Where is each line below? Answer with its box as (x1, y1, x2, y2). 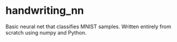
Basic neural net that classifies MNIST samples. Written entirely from (5, 23, 171, 30)
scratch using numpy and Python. (5, 29, 87, 36)
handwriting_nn (5, 4, 84, 17)
